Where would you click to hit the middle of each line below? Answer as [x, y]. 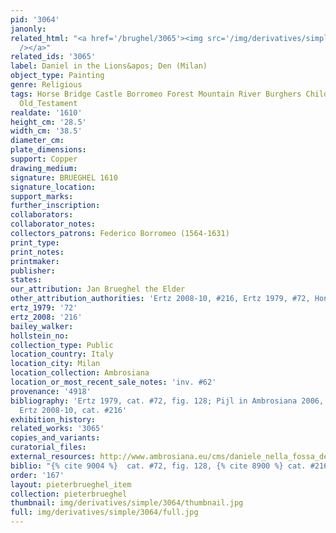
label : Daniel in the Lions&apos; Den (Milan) [109, 66]
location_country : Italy [62, 354]
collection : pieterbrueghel [69, 494]
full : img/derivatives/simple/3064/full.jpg [104, 512]
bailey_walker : [42, 326]
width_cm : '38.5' [46, 131]
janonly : [28, 29]
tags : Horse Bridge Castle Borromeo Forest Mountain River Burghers [156, 94]
